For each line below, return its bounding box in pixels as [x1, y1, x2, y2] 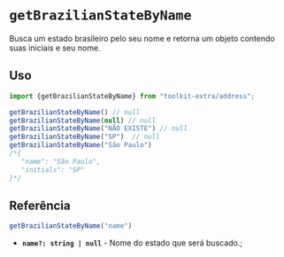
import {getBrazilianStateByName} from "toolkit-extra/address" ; [9, 91, 255, 100]
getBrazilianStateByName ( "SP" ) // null [9, 132, 161, 142]
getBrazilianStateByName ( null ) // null [9, 116, 157, 125]
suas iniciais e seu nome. [9, 43, 101, 53]
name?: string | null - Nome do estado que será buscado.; [21, 238, 243, 248]
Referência [9, 198, 71, 213]
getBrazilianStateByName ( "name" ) [9, 222, 133, 230]
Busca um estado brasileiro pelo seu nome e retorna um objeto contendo [9, 33, 276, 43]
